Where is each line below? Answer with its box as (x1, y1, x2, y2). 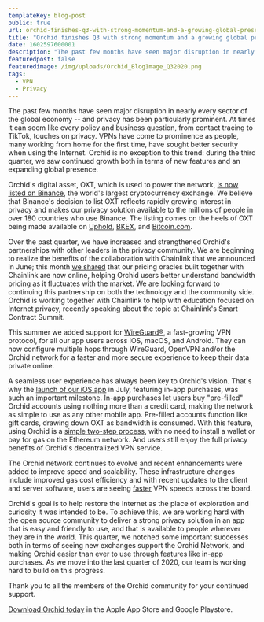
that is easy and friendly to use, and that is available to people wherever (8, 524, 241, 534)
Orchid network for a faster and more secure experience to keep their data (8, 353, 250, 362)
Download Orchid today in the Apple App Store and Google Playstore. (8, 605, 233, 614)
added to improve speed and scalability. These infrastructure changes (8, 467, 236, 476)
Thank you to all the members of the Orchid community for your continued (8, 581, 249, 591)
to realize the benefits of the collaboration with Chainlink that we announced (8, 254, 255, 264)
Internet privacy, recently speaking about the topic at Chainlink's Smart (8, 304, 238, 313)
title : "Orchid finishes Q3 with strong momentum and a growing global (8, 33, 247, 42)
